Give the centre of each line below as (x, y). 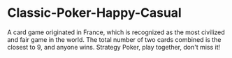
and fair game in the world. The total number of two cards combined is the (114, 39)
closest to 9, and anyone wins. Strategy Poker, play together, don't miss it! (114, 47)
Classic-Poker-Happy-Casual (94, 13)
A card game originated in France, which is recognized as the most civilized (116, 32)
